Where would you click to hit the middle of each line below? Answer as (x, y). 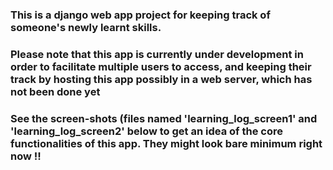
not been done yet (55, 91)
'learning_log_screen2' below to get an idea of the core (146, 131)
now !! (26, 156)
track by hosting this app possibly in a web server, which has (161, 79)
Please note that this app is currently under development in (157, 54)
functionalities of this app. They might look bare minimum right (166, 143)
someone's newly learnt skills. (86, 27)
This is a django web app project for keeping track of (140, 15)
